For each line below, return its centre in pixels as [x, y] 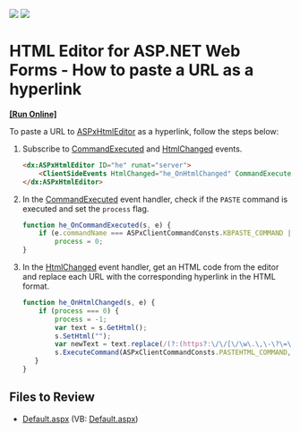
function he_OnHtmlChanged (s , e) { [89, 303]
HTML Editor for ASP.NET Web [125, 52]
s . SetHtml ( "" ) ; [83, 336]
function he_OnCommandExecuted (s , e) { [97, 225]
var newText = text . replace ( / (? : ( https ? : [133, 344]
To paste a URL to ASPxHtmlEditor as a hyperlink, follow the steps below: [144, 131]
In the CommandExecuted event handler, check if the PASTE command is [155, 199]
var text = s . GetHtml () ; [101, 327]
